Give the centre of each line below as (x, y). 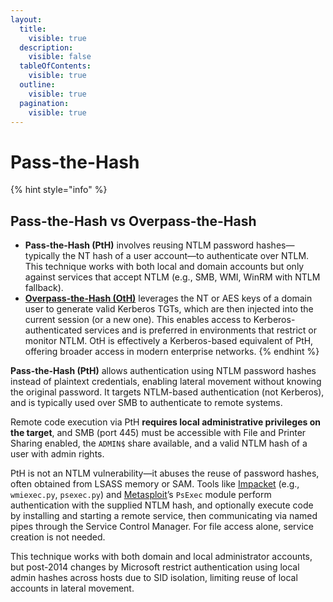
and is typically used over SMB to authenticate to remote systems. (146, 403)
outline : (37, 85)
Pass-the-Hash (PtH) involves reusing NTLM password (139, 245)
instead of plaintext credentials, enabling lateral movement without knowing (166, 382)
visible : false (60, 57)
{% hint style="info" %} (59, 190)
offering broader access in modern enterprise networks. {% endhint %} (172, 352)
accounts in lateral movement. (72, 588)
